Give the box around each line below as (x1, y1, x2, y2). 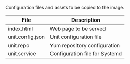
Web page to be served (49, 25, 106, 32)
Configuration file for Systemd (49, 50, 122, 57)
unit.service (8, 50, 36, 57)
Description (71, 16, 100, 24)
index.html (8, 25, 33, 32)
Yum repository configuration (49, 42, 120, 49)
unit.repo (8, 42, 30, 49)
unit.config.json (8, 33, 45, 40)
